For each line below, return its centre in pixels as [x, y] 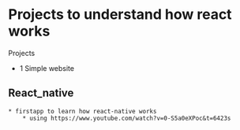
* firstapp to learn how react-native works [82, 111]
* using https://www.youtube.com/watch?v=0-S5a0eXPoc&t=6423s [127, 118]
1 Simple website [47, 68]
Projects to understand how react [120, 15]
